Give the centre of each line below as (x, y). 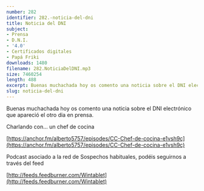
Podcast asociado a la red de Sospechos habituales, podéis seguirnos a (96, 156)
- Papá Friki (23, 57)
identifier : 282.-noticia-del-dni (50, 18)
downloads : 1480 (27, 63)
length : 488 (21, 80)
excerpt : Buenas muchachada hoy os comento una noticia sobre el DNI (96, 86)
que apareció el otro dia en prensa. (50, 115)
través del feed (25, 163)
